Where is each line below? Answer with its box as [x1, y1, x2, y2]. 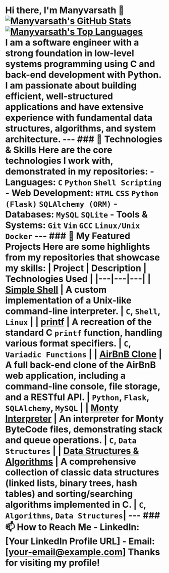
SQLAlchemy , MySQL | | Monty [5, 402, 119, 414]
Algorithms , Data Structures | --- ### [5, 510, 160, 521]
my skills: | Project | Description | [5, 262, 147, 274]
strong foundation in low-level [5, 48, 135, 59]
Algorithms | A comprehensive [5, 456, 136, 467]
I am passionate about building [5, 80, 137, 92]
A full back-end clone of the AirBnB [5, 359, 156, 371]
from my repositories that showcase [5, 252, 160, 263]
